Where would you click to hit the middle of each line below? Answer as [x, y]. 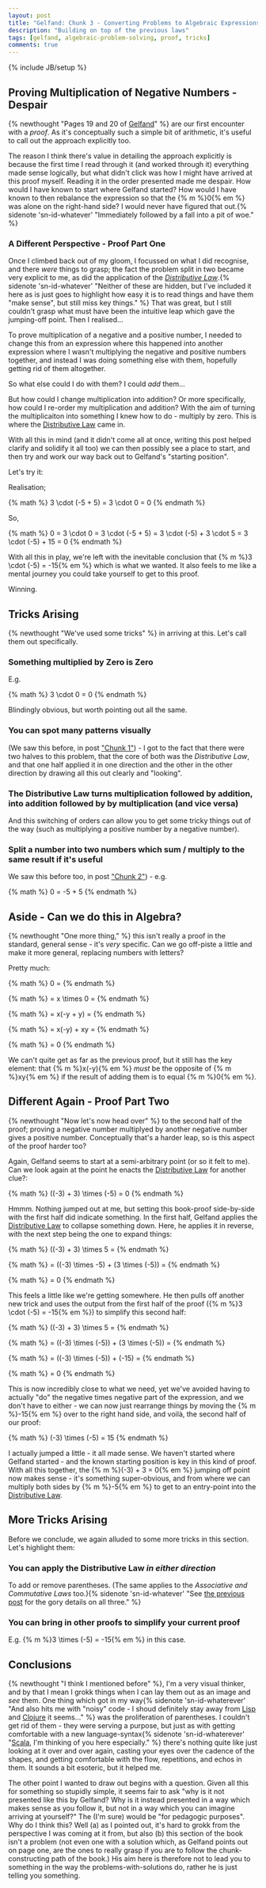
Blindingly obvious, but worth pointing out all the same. [98, 710]
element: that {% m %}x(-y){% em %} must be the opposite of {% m [120, 1068]
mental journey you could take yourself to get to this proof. [104, 574]
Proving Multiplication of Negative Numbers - [123, 92]
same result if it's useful [56, 859]
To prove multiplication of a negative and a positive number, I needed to [125, 335]
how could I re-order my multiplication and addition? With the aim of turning [132, 408]
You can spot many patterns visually [80, 730]
